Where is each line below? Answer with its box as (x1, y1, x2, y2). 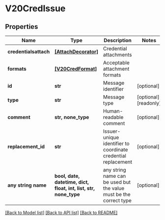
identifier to (103, 140, 130, 147)
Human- (103, 108, 123, 114)
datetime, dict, (55, 179, 89, 185)
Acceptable (103, 59, 130, 66)
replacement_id (7, 143, 45, 150)
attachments (103, 51, 132, 58)
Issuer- (103, 128, 121, 135)
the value (103, 185, 125, 192)
